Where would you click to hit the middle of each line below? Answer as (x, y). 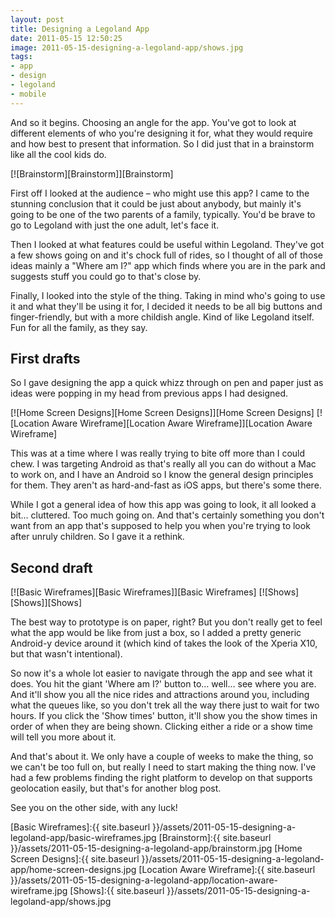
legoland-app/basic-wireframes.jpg (83, 838)
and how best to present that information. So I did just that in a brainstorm (162, 143)
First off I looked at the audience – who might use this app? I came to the (160, 193)
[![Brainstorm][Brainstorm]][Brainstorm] (92, 173)
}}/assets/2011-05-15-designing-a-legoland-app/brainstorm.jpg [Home (156, 848)
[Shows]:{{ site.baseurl (117, 891)
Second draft (51, 567)
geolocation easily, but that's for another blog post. (116, 788)
